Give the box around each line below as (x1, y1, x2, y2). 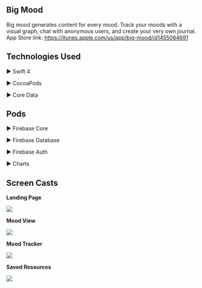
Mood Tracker (6, 240, 42, 248)
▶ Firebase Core (6, 125, 49, 132)
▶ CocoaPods (6, 79, 42, 87)
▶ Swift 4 (6, 67, 30, 75)
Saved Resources (6, 264, 52, 271)
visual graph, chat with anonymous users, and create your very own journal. (6, 27, 196, 35)
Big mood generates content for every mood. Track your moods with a (6, 21, 182, 28)
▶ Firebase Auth (6, 148, 48, 156)
